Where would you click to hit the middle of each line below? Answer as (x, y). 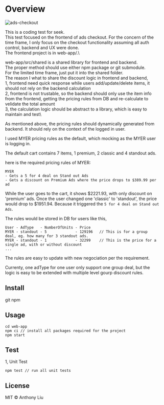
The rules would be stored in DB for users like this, (56, 218)
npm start (15, 335)
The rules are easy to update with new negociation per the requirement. (78, 258)
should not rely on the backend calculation (48, 88)
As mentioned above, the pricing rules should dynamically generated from (80, 124)
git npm (13, 300)
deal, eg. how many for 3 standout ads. (47, 236)
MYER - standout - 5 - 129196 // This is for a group (76, 232)
